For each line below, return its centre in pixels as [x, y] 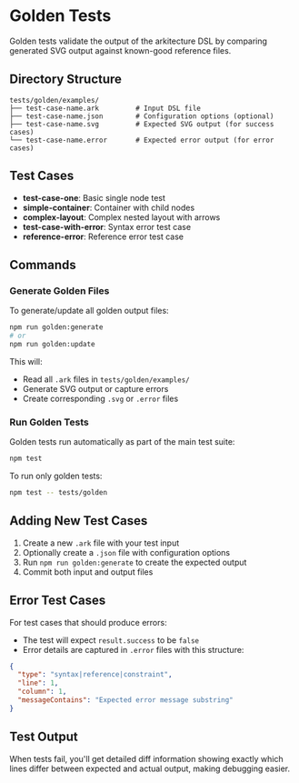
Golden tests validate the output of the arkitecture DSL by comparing [139, 41]
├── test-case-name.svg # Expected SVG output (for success [142, 124]
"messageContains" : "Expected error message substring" [125, 700]
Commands [43, 265]
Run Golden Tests [49, 422]
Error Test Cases [58, 601]
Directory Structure [66, 80]
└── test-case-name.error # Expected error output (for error [142, 140]
